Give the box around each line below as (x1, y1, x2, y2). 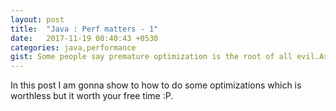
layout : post (10, 14, 65, 25)
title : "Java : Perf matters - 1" (10, 24, 159, 34)
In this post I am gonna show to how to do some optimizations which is (10, 79, 302, 91)
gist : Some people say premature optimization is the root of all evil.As (10, 52, 329, 62)
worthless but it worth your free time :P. (10, 90, 174, 102)
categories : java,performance (10, 42, 137, 53)
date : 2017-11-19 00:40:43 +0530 (10, 33, 159, 43)
